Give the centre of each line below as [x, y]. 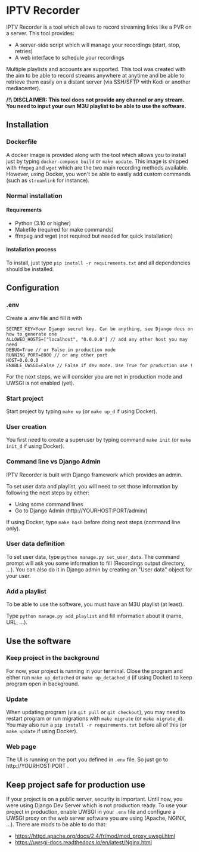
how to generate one [32, 334]
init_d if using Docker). [35, 446]
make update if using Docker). [42, 731]
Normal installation [34, 196]
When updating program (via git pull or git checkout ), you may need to [96, 712]
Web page [21, 747]
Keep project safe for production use [76, 785]
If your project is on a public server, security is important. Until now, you [94, 799]
